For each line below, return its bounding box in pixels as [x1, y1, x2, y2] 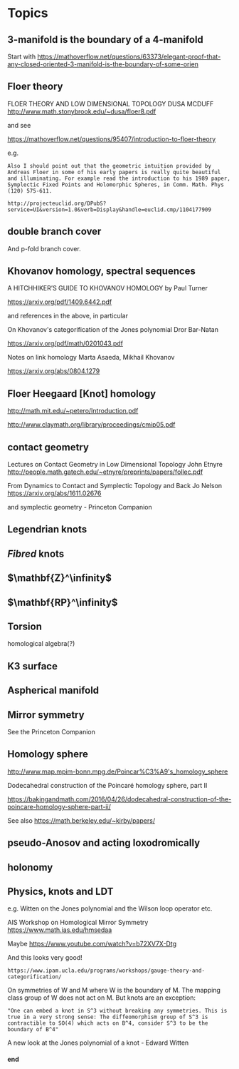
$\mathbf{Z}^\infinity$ [7, 572, 112, 584]
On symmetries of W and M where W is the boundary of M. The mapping [7, 986, 221, 995]
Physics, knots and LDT [7, 886, 114, 898]
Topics [7, 5, 48, 21]
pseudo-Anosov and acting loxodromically [7, 837, 201, 849]
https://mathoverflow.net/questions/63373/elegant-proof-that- [37, 52, 221, 61]
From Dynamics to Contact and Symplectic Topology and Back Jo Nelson [7, 482, 223, 490]
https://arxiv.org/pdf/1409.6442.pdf [7, 298, 112, 306]
